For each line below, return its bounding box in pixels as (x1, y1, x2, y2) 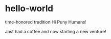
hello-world (5, 3, 54, 14)
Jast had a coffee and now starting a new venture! (5, 28, 107, 34)
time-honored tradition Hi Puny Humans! (5, 19, 87, 25)
